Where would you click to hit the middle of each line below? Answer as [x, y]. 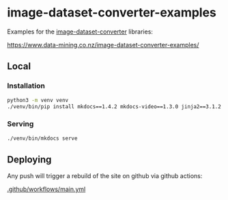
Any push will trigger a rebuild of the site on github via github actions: [105, 176]
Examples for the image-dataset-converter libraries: [80, 32]
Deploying [29, 159]
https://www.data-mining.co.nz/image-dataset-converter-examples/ [103, 45]
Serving [20, 124]
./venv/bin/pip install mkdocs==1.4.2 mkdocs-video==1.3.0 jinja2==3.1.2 [114, 107]
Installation [26, 86]
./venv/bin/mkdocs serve [42, 138]
